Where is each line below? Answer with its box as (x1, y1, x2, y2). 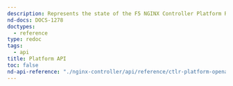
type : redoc (7, 36, 42, 43)
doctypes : (7, 23, 36, 30)
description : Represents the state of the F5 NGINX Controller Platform (7, 10, 222, 17)
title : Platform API (7, 55, 67, 62)
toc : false (7, 62, 39, 69)
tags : (7, 42, 23, 49)
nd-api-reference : (7, 68, 60, 75)
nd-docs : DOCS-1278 (7, 17, 64, 24)
